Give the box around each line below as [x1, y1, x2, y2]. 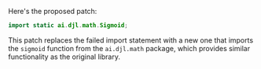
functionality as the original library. [8, 52, 120, 61]
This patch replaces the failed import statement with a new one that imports [8, 35, 254, 45]
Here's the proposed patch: [8, 7, 97, 16]
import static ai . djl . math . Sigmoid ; [8, 22, 128, 29]
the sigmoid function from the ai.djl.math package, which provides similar [8, 43, 250, 53]
